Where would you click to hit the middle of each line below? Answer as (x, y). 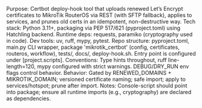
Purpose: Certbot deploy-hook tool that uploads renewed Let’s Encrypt (95, 9)
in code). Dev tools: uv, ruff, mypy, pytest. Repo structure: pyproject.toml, (98, 41)
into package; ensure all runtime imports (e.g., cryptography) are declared (99, 92)
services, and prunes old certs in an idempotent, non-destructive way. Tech (101, 21)
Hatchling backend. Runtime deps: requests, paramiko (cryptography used (99, 34)
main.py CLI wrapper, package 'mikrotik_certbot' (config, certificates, (93, 47)
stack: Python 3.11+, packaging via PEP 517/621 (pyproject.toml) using (93, 28)
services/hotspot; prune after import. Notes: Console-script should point (97, 86)
